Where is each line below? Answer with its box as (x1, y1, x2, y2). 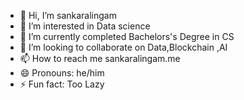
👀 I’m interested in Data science (19, 20, 151, 32)
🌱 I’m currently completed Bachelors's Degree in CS (19, 31, 235, 42)
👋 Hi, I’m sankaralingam (19, 10, 117, 21)
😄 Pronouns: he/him (19, 67, 105, 79)
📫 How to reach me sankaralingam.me (19, 53, 181, 64)
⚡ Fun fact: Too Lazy (19, 78, 105, 90)
